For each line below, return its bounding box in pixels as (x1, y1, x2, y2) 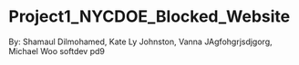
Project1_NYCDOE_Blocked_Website (8, 6, 291, 27)
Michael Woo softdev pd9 (8, 45, 106, 56)
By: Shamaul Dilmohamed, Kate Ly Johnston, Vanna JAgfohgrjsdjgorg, (8, 36, 273, 47)
